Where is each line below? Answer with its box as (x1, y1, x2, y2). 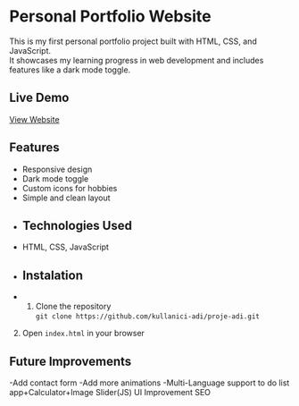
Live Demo (9, 90, 70, 106)
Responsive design (21, 164, 93, 174)
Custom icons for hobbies (21, 182, 118, 193)
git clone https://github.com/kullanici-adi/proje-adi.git (35, 312, 261, 321)
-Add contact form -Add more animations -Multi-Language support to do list (9, 377, 290, 388)
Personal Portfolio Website (9, 6, 212, 27)
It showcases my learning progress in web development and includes (9, 55, 264, 65)
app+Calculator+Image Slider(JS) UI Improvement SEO (9, 387, 212, 397)
